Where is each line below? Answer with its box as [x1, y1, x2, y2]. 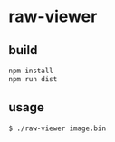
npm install [8, 66, 53, 75]
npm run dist [8, 74, 58, 83]
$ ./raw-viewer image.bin [8, 124, 106, 133]
